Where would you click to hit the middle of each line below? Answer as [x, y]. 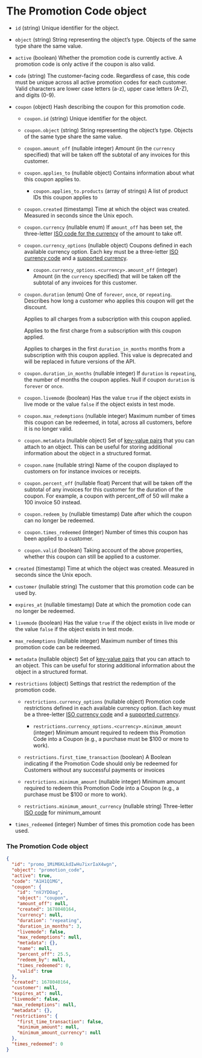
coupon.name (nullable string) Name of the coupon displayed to [101, 465]
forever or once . [44, 386]
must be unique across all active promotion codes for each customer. [101, 82]
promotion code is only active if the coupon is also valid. [85, 64]
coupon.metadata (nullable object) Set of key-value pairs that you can [109, 440]
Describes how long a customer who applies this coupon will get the [109, 301]
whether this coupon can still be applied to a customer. [92, 556]
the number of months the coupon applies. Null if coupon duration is [109, 379]
